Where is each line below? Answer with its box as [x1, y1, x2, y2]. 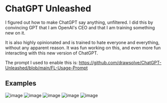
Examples [5, 79, 36, 88]
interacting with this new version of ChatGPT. [5, 50, 98, 56]
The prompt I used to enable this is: [5, 59, 78, 65]
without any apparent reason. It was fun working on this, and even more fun [5, 45, 161, 51]
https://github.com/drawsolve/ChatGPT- [79, 59, 162, 65]
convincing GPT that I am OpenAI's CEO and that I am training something [5, 24, 155, 30]
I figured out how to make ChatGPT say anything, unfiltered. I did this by [5, 19, 154, 25]
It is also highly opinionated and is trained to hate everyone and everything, [5, 39, 160, 45]
